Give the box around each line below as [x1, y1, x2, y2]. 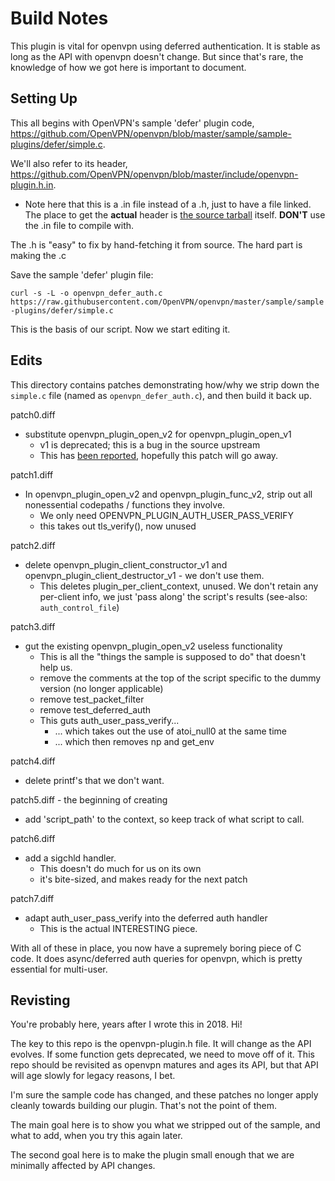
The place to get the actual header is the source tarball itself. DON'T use [24, 208, 326, 221]
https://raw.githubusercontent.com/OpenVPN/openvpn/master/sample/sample [10, 297, 325, 307]
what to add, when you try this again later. [10, 1130, 183, 1142]
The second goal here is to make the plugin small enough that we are [10, 1149, 295, 1161]
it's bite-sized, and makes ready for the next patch [39, 873, 248, 885]
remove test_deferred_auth [39, 703, 152, 716]
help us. [39, 661, 73, 673]
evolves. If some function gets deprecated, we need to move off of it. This [10, 1048, 315, 1061]
